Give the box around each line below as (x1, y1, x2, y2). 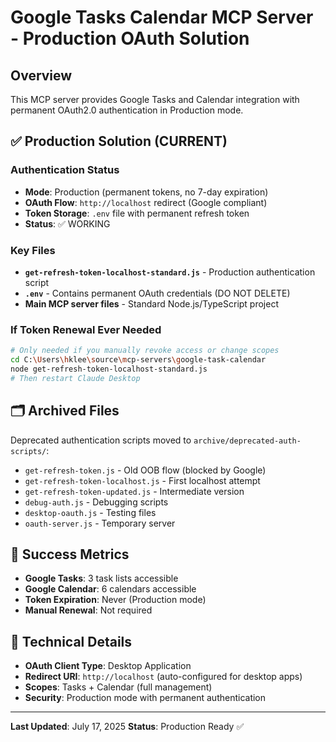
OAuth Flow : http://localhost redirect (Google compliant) (24, 196, 268, 208)
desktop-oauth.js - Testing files (24, 506, 157, 518)
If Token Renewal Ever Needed (10, 322, 162, 336)
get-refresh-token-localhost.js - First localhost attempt (24, 474, 261, 486)
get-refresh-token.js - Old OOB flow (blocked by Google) (24, 464, 267, 476)
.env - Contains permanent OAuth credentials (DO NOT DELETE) (24, 287, 291, 299)
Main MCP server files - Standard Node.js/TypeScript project (24, 297, 280, 310)
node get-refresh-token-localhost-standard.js (10, 364, 208, 375)
